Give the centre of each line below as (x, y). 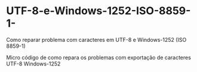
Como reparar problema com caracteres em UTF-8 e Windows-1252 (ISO (96, 40)
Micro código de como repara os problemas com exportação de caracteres (98, 57)
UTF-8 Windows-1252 (33, 64)
